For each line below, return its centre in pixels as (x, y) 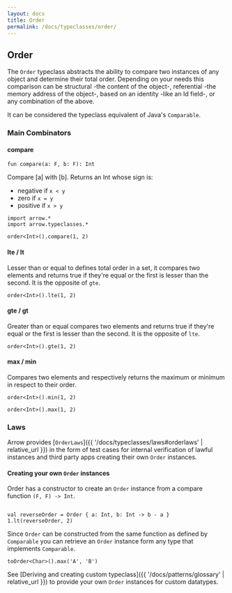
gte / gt (18, 310)
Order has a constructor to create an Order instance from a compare (105, 488)
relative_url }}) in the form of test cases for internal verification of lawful (110, 450)
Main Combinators (39, 133)
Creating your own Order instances (59, 473)
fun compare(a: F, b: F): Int (51, 165)
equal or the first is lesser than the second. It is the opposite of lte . (104, 333)
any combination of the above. (51, 101)
